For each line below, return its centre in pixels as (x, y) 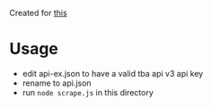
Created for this (38, 13)
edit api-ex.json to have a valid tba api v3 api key (113, 73)
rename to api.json (57, 83)
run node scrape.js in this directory (88, 92)
